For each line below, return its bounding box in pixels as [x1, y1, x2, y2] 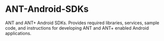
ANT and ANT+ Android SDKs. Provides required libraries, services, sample [5, 20, 160, 26]
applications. [5, 30, 31, 36]
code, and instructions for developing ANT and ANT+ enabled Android [5, 25, 149, 31]
